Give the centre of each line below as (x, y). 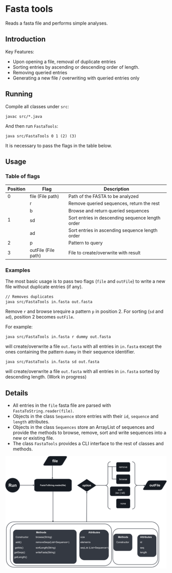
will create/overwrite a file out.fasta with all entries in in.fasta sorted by (82, 371)
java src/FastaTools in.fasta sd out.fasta (52, 362)
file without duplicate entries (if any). (44, 287)
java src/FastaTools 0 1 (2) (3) (41, 136)
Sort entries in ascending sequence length (113, 230)
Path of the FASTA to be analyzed (104, 196)
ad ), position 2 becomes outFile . (40, 317)
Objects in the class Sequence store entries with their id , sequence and (85, 417)
